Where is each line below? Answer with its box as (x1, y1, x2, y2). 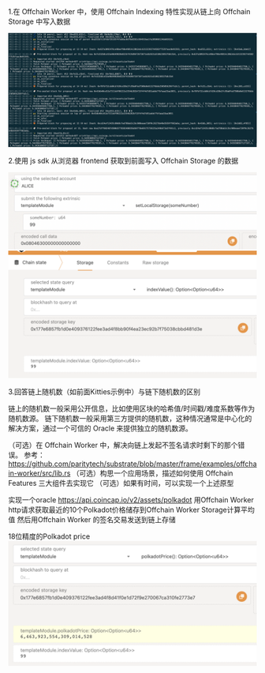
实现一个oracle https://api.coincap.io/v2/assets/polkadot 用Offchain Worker (8, 494, 255, 504)
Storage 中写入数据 (8, 17, 71, 26)
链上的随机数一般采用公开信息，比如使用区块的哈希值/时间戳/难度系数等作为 (8, 404, 256, 413)
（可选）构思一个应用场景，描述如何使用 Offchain (72, 468, 233, 478)
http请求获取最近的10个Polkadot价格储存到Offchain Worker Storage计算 (8, 505, 241, 514)
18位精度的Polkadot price (8, 532, 91, 541)
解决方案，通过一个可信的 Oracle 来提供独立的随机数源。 (8, 423, 193, 433)
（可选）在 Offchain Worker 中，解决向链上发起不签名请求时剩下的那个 (8, 440, 238, 449)
